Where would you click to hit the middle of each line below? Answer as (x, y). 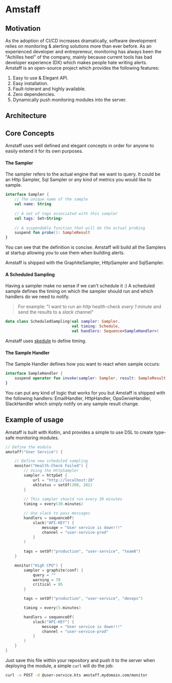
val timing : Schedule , (96, 326)
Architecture (26, 116)
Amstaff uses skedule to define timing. (46, 341)
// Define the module (28, 447)
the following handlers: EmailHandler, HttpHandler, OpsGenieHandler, (78, 398)
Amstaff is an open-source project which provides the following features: (82, 68)
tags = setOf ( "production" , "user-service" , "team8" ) (82, 552)
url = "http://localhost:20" (64, 480)
